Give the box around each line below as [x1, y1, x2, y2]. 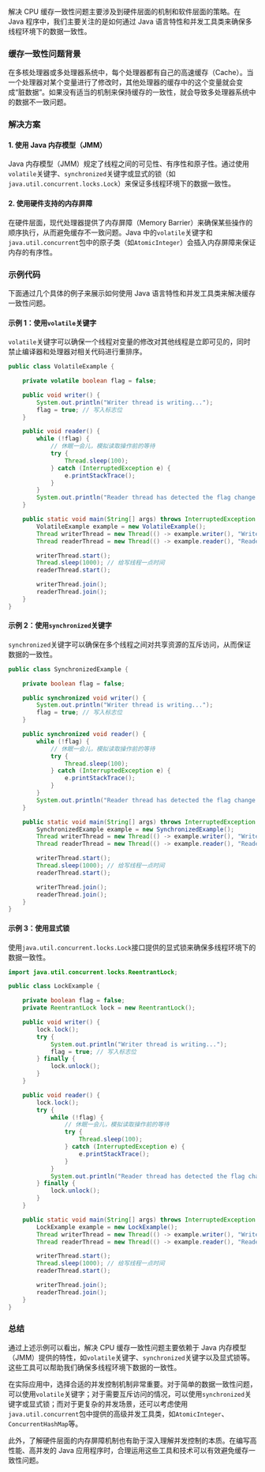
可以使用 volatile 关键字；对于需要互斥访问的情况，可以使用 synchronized [8, 1389, 245, 1398]
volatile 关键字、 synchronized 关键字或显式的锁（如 [8, 169, 176, 179]
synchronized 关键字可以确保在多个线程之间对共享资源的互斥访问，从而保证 [8, 640, 251, 649]
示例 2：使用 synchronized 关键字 [8, 621, 113, 630]
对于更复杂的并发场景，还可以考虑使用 [62, 1398, 188, 1409]
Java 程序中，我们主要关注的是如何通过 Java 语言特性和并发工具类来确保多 [8, 17, 252, 26]
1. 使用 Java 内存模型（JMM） [8, 140, 106, 149]
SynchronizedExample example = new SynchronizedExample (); [36, 825, 235, 833]
